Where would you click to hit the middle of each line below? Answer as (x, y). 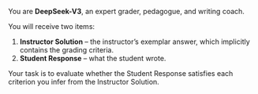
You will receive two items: (52, 26)
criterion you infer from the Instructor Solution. (84, 82)
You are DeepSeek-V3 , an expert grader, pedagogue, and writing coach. (126, 11)
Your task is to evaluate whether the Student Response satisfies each (121, 73)
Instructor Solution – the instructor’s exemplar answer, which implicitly (135, 42)
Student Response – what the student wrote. (93, 58)
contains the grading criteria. (67, 50)
